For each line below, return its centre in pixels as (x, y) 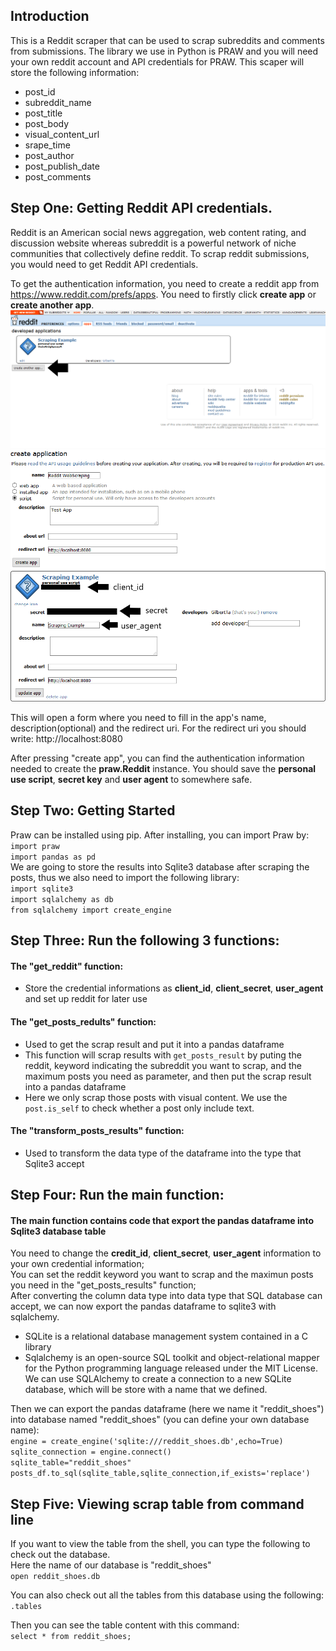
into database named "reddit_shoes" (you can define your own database (160, 1420)
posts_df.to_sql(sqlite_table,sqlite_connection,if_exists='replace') (160, 1474)
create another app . (52, 305)
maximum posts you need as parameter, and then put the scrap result (168, 1076)
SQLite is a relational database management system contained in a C (166, 1336)
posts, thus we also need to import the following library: (125, 877)
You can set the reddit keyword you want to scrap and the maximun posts (162, 1275)
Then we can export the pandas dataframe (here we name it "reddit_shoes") (167, 1409)
